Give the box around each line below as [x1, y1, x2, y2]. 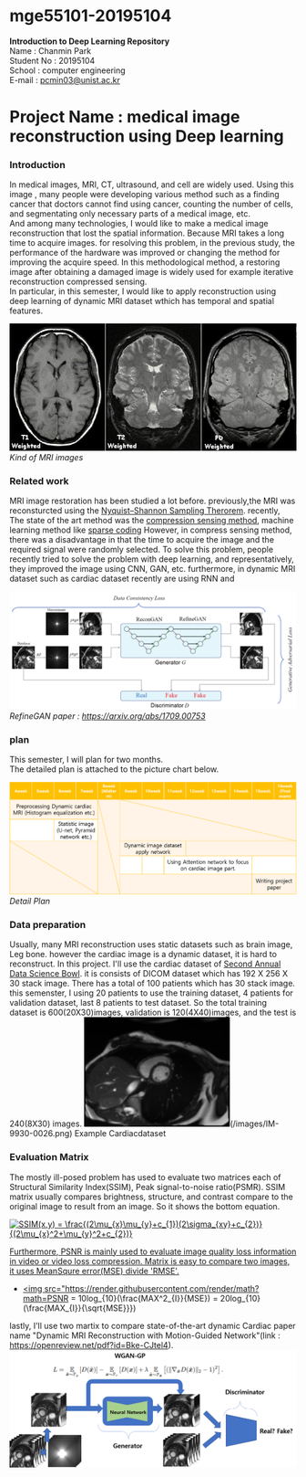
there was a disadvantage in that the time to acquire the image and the [9, 534, 275, 545]
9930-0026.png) [9, 1128, 73, 1139]
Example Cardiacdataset [74, 1128, 167, 1139]
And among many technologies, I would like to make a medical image [9, 218, 269, 229]
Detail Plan [9, 895, 51, 906]
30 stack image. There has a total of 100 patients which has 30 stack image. [9, 978, 296, 989]
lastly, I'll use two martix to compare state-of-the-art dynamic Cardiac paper [9, 1320, 296, 1331]
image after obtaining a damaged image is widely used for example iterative [9, 267, 294, 278]
